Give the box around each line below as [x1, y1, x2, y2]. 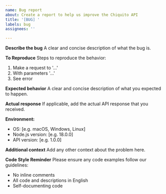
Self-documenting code [12, 183, 63, 189]
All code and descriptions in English [12, 177, 88, 184]
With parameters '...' [12, 70, 55, 77]
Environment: [5, 116, 35, 123]
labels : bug [5, 21, 31, 27]
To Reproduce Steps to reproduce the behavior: [5, 55, 106, 61]
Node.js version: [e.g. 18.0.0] [12, 131, 74, 138]
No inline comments [12, 172, 55, 178]
